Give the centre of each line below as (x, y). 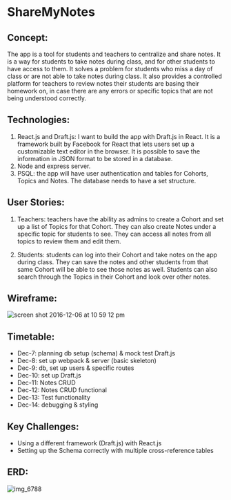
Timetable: (31, 336)
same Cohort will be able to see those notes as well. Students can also (117, 269)
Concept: (28, 38)
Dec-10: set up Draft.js (49, 376)
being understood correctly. (47, 98)
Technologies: (39, 120)
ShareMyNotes (51, 12)
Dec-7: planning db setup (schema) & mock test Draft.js (96, 353)
